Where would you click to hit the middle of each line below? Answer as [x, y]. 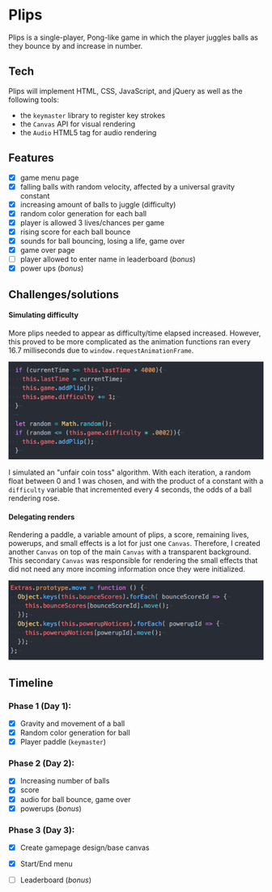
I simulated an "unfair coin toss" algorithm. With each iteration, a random [130, 472]
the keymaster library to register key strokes [93, 115]
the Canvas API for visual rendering [78, 124]
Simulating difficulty [44, 315]
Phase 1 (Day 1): [40, 706]
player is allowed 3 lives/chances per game [92, 222]
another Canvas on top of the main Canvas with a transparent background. [130, 552]
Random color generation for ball [75, 732]
